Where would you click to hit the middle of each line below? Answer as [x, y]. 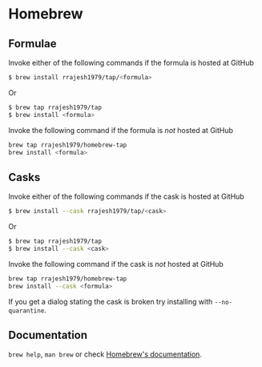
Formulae [32, 44]
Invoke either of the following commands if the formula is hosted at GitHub [131, 63]
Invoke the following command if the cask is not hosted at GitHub [116, 264]
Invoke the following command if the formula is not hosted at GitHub [121, 130]
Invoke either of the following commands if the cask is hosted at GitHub [126, 196]
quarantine [26, 311]
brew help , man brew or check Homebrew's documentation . [105, 354]
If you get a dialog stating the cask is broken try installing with [111, 301]
